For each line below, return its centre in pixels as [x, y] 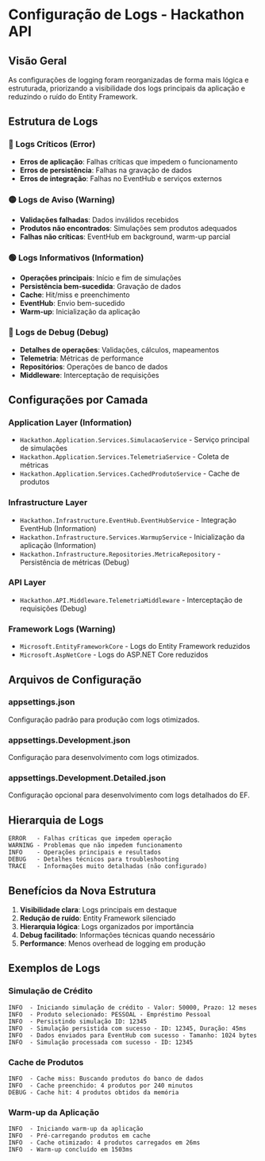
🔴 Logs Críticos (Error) [52, 145]
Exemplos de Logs [54, 968]
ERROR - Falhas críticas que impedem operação [90, 839]
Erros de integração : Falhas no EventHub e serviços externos [121, 178]
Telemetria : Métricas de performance [82, 358]
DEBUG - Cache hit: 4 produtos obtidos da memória [94, 1093]
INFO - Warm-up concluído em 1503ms [71, 1150]
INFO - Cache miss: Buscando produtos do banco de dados [106, 1079]
